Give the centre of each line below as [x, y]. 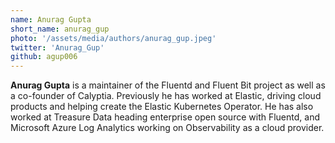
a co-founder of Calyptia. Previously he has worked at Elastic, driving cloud [166, 96]
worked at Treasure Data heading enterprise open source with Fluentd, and [165, 117]
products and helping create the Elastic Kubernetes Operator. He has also [162, 107]
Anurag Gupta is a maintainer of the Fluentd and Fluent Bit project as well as [168, 85]
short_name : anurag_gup [60, 29]
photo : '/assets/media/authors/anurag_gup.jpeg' [113, 38]
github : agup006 [44, 57]
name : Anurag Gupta [51, 19]
